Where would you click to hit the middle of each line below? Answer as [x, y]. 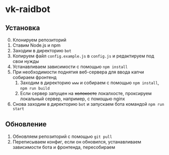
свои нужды [26, 61]
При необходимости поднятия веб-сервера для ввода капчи [78, 72]
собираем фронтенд [35, 77]
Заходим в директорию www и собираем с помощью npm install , [90, 83]
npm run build [35, 89]
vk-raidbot [28, 9]
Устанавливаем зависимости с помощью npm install [70, 67]
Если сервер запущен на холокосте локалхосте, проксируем [86, 93]
